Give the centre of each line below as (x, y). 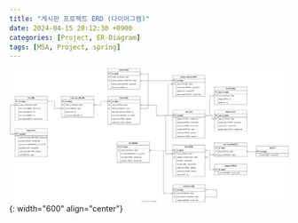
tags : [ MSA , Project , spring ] (65, 47)
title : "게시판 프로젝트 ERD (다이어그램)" (80, 19)
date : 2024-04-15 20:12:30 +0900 (71, 28)
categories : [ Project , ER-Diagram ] (75, 37)
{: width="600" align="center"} (66, 208)
